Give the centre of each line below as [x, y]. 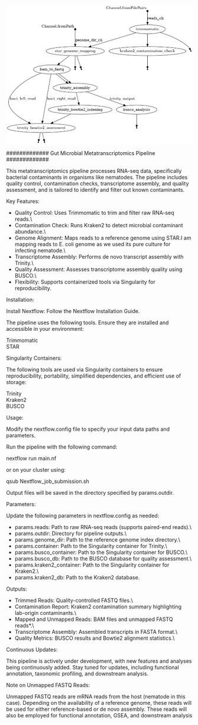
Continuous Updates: [32, 650]
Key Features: [23, 201]
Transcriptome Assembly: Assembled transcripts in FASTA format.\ [96, 632]
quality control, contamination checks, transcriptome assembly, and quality [98, 183]
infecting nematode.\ [40, 250]
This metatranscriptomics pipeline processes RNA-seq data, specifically [94, 171]
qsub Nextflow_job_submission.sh [48, 481]
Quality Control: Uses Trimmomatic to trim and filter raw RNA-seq [94, 213]
